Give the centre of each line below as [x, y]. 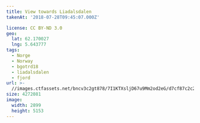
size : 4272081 [24, 94]
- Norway [22, 61]
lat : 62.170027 [30, 39]
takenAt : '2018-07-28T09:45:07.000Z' [53, 17]
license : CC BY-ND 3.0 [34, 28]
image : [14, 100]
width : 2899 [26, 105]
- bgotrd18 [25, 67]
